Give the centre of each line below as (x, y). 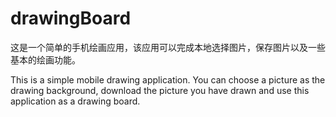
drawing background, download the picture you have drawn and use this (160, 90)
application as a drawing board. (75, 101)
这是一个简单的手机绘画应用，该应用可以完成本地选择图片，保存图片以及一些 (168, 47)
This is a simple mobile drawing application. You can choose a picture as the (168, 79)
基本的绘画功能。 (45, 59)
